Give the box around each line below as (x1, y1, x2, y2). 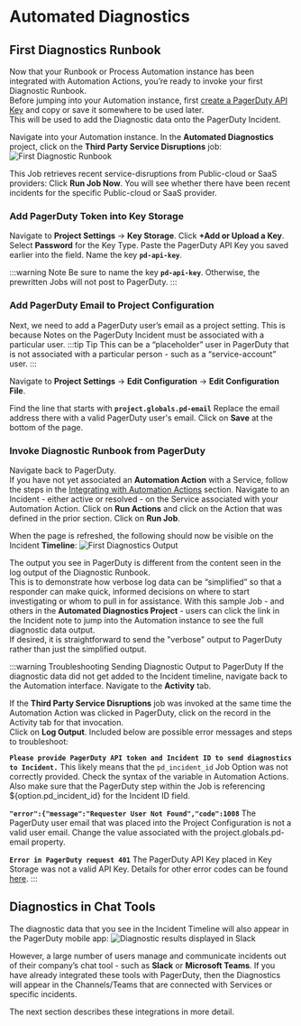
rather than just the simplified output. (9, 643, 147, 654)
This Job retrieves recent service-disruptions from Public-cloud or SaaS (9, 169, 278, 179)
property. (31, 837, 66, 847)
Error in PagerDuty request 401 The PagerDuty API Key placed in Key (9, 854, 272, 864)
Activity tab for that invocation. (9, 716, 124, 727)
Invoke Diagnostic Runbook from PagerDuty (9, 444, 205, 457)
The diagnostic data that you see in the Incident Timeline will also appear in (9, 923, 289, 934)
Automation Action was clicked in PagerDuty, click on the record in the (9, 707, 271, 718)
